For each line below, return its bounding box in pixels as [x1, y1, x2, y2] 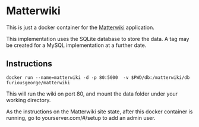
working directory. [6, 96, 51, 103]
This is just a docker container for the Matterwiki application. [6, 24, 154, 31]
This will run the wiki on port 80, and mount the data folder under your [6, 90, 178, 97]
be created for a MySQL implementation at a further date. [6, 42, 147, 49]
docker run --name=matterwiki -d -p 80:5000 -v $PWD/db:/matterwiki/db [6, 74, 190, 81]
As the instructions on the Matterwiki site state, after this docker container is [6, 108, 193, 115]
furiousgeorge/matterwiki [6, 80, 70, 85]
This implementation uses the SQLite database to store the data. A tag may [6, 35, 189, 42]
